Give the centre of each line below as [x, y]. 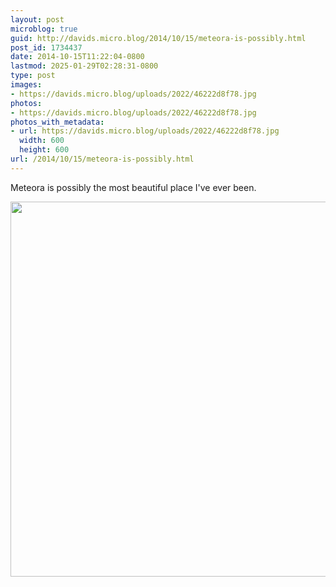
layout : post [37, 19]
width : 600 [42, 141]
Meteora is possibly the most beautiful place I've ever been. [133, 187]
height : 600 [44, 150]
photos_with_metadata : [57, 122]
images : [26, 85]
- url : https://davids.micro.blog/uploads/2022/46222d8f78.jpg [145, 131]
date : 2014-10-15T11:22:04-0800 [77, 57]
